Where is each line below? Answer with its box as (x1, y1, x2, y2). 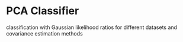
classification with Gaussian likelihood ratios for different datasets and (6, 24, 178, 31)
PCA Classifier (6, 4, 79, 18)
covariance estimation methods (6, 30, 83, 37)
